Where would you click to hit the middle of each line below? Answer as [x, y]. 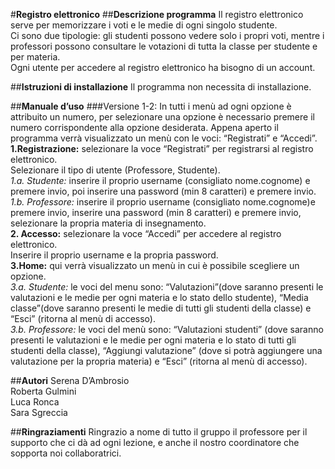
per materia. [35, 57]
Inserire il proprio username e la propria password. [114, 255]
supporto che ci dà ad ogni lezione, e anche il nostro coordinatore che [155, 442]
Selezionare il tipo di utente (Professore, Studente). [115, 170]
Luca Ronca [35, 402]
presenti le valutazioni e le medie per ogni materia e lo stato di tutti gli [153, 340]
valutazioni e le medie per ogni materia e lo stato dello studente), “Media [159, 297]
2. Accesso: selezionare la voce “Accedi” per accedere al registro [146, 233]
